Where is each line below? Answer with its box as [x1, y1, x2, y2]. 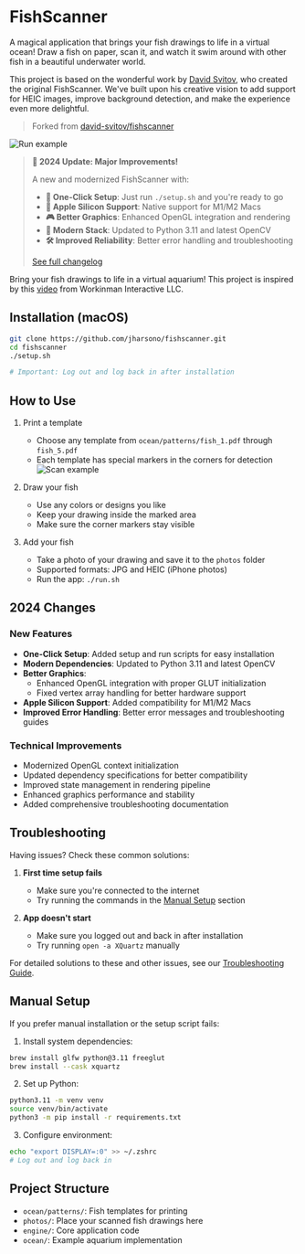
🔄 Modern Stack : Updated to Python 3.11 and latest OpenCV [45, 224, 271, 235]
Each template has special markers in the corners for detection [36, 454, 274, 465]
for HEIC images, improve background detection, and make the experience [9, 93, 290, 104]
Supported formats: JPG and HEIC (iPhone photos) [36, 564, 228, 575]
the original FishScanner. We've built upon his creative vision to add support [9, 83, 297, 94]
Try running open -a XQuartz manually [36, 940, 181, 951]
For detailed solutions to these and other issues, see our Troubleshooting [9, 957, 285, 968]
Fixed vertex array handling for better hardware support [36, 687, 247, 698]
